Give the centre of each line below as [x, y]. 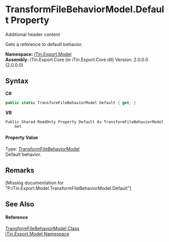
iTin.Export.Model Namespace [37, 234]
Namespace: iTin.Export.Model [38, 54]
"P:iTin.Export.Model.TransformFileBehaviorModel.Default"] [68, 188]
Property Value [22, 138]
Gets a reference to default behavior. [44, 44]
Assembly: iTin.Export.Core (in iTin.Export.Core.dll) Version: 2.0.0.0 [77, 59]
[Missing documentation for [35, 183]
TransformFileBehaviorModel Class [42, 229]
